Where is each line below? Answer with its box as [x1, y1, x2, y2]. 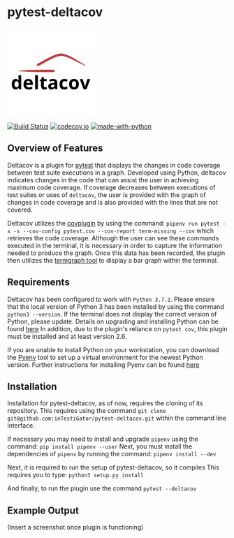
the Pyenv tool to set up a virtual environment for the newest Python [7, 353, 204, 361]
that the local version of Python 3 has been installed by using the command [7, 302, 225, 311]
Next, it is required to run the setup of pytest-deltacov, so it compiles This [7, 463, 220, 472]
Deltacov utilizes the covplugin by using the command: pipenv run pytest [7, 219, 220, 227]
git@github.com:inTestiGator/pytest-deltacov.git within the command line [7, 414, 227, 423]
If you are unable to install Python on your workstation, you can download [7, 345, 219, 354]
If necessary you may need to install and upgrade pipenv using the [7, 435, 199, 444]
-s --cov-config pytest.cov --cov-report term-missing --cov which [13, 226, 214, 235]
